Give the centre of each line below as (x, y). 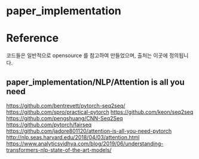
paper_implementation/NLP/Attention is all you (96, 82)
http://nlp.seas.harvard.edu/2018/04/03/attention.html (73, 137)
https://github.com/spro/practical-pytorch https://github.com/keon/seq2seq (100, 112)
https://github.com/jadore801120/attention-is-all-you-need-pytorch (89, 131)
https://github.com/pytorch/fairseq (49, 124)
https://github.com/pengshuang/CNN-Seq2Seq (65, 118)
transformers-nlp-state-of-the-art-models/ (59, 149)
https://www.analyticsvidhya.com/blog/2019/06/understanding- (85, 144)
